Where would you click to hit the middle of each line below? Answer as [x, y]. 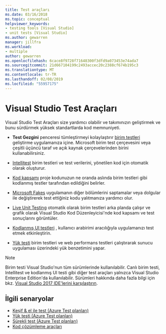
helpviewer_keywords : [28, 24]
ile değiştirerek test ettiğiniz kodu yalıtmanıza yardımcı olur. [73, 198]
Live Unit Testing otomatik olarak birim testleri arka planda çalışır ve [81, 208]
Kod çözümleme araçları [37, 327]
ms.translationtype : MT [30, 70]
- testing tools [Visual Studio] [40, 28]
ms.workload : [19, 47]
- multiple [16, 51]
